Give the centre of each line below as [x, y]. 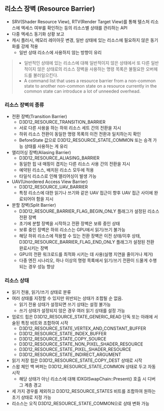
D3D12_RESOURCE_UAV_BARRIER [53, 187]
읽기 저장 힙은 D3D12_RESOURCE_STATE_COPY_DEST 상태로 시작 [77, 360]
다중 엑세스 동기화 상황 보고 [38, 34]
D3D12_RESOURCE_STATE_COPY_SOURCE [63, 339]
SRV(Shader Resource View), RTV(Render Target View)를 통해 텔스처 [81, 22]
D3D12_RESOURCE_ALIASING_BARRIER [59, 158]
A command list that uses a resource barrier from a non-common [90, 81]
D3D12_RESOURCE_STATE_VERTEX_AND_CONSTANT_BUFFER [82, 328]
